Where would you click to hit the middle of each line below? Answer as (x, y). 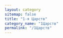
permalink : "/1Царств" (28, 28)
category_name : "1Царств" (31, 23)
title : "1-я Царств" (26, 19)
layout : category (23, 10)
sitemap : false (20, 14)
